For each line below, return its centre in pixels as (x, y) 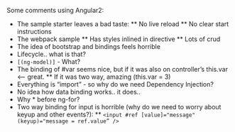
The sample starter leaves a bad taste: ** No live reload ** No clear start (123, 24)
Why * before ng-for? (48, 99)
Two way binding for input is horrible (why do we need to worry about (119, 107)
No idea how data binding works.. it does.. (79, 92)
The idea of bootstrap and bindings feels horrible (89, 46)
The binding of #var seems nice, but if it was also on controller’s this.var (122, 69)
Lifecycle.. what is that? (51, 54)
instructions (34, 32)
